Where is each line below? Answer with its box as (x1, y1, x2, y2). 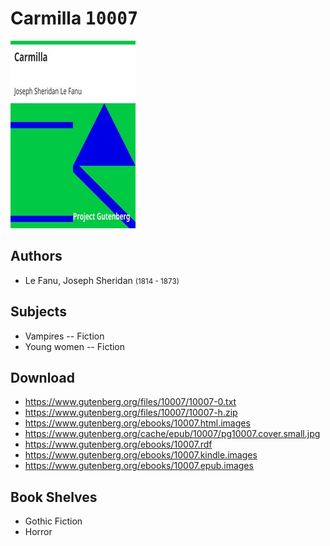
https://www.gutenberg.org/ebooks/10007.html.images (24, 417, 251, 429)
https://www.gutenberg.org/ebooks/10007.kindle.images (24, 449, 258, 461)
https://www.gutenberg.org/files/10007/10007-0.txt (24, 396, 237, 408)
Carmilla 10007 (10, 7, 139, 30)
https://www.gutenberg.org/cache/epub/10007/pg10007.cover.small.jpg (24, 428, 321, 440)
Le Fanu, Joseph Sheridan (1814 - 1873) (24, 274, 180, 286)
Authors (10, 248, 63, 265)
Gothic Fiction (24, 515, 83, 527)
